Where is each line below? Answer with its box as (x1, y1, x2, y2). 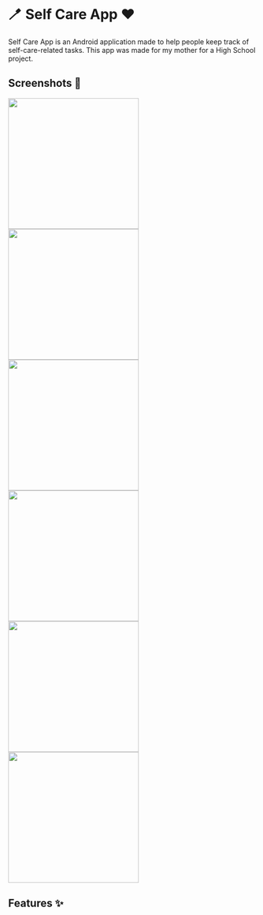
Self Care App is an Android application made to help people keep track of (8, 36, 250, 47)
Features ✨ (8, 897, 64, 910)
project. (8, 54, 34, 63)
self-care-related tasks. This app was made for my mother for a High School (8, 45, 256, 54)
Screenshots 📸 (8, 77, 82, 90)
